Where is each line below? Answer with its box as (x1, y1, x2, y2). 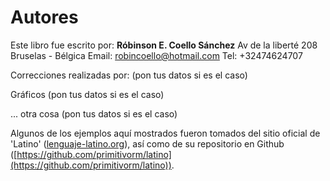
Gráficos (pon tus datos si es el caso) (10, 88, 165, 100)
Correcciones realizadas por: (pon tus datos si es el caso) (10, 69, 248, 81)
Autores (10, 6, 79, 29)
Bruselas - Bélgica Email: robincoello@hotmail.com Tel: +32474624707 (10, 49, 303, 61)
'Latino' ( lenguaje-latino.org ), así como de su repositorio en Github (10, 137, 285, 150)
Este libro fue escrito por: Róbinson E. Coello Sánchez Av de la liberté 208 (10, 39, 318, 51)
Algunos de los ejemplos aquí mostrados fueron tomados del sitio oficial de (10, 127, 321, 139)
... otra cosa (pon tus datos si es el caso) (10, 107, 178, 120)
